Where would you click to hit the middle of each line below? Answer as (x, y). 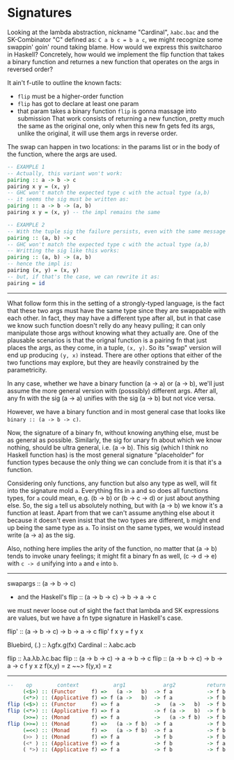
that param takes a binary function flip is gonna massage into (107, 111)
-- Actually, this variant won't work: (65, 173)
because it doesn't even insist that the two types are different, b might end (114, 520)
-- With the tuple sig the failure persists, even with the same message (117, 231)
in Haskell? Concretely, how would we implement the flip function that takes (116, 54)
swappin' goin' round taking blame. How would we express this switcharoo (115, 47)
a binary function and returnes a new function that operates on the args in (113, 61)
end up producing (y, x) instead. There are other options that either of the (115, 355)
